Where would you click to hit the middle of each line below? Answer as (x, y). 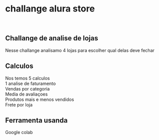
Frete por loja (19, 104)
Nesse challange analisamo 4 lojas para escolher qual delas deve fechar (80, 50)
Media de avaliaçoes (27, 94)
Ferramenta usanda (36, 120)
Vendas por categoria (28, 88)
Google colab (19, 132)
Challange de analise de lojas (52, 38)
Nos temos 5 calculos (28, 78)
